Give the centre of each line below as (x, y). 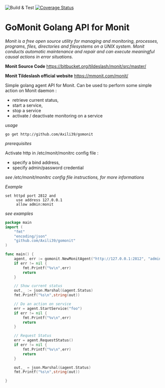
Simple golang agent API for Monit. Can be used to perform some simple (79, 85)
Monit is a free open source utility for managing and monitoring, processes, (82, 41)
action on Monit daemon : (31, 90)
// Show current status (38, 286)
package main (18, 222)
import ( (14, 227)
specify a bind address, (36, 162)
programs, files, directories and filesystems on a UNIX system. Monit (75, 46)
